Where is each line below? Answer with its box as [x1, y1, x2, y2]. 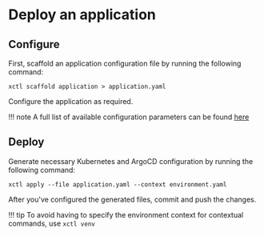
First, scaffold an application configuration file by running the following [8, 58, 242, 68]
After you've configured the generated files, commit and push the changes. [8, 194, 257, 204]
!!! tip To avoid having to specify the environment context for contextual [8, 210, 244, 219]
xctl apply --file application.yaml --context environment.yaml [8, 180, 227, 189]
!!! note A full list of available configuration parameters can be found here [8, 112, 250, 122]
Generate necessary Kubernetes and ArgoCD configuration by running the [8, 156, 254, 166]
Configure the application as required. [8, 97, 134, 106]
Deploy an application [8, 6, 156, 24]
